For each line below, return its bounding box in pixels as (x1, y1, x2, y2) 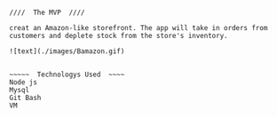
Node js (9, 78, 38, 87)
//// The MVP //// (9, 8, 86, 17)
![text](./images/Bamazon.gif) (9, 47, 125, 56)
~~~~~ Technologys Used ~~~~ (9, 70, 125, 79)
